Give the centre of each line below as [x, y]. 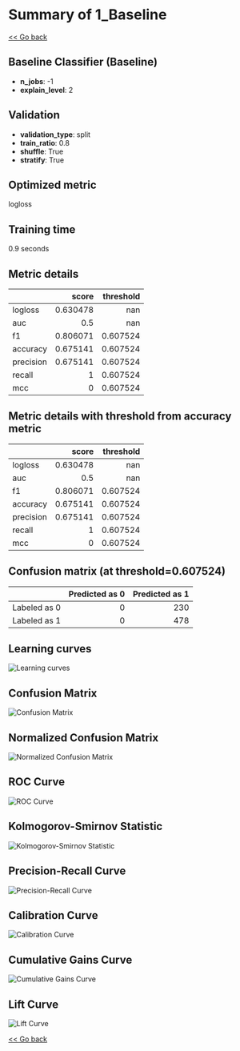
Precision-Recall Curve [67, 871]
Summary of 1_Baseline [88, 15]
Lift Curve [33, 1004]
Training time [42, 229]
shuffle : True [42, 151]
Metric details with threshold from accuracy [120, 417]
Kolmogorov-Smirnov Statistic [86, 826]
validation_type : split [55, 134]
